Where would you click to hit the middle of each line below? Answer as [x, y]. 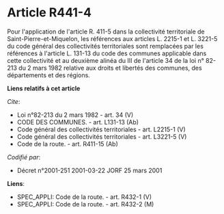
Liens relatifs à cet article [44, 88]
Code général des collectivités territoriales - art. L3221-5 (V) [102, 136]
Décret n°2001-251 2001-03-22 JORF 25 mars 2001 [89, 170]
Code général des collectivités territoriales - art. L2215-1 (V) [101, 129]
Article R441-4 [50, 13]
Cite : [14, 101]
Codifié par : [24, 157]
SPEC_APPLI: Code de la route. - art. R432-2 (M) [85, 204]
